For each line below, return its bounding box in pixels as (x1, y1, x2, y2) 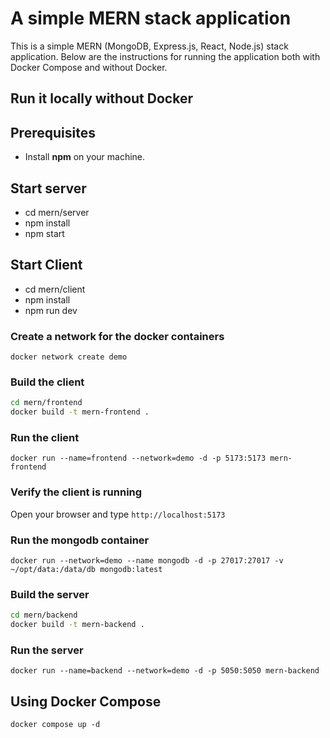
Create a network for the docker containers (10, 329, 225, 343)
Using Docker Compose (10, 693, 162, 710)
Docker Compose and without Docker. (10, 61, 168, 73)
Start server (10, 180, 87, 197)
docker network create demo (10, 352, 128, 362)
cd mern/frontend (10, 398, 83, 408)
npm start (24, 227, 65, 239)
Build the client (10, 375, 85, 389)
